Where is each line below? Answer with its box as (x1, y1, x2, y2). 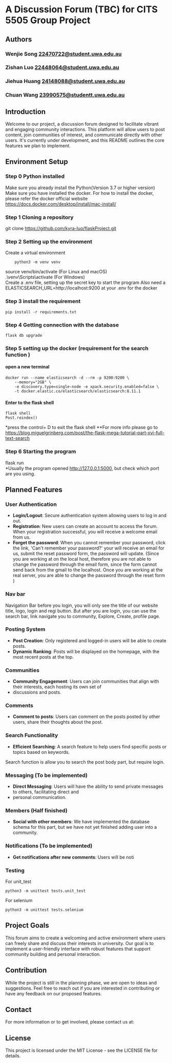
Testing (5, 867, 25, 874)
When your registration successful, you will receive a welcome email (12, 529, 158, 535)
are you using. (5, 471, 36, 477)
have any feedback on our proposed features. (5, 990, 102, 996)
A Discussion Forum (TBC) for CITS (5, 4, 158, 15)
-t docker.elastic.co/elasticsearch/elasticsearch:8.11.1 (14, 389, 141, 394)
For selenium (5, 897, 33, 903)
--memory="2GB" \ (14, 380, 52, 385)
